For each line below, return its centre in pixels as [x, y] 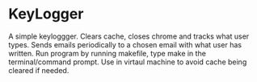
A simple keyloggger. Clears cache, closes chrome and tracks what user [129, 36]
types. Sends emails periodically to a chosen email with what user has [125, 44]
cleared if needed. [39, 70]
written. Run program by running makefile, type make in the [107, 53]
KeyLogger [46, 14]
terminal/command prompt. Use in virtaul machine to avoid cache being [128, 62]
